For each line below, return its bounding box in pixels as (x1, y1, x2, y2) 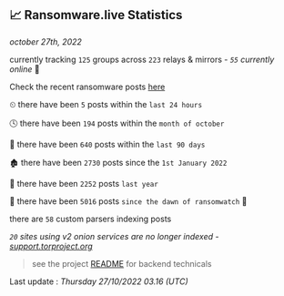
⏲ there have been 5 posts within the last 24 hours (9, 98, 203, 109)
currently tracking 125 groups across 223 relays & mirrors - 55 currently (9, 54, 275, 65)
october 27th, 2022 (9, 36, 82, 47)
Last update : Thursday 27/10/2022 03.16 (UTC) (9, 276, 188, 287)
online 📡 (9, 63, 40, 75)
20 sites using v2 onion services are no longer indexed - (9, 230, 219, 241)
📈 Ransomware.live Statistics (9, 7, 183, 23)
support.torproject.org (9, 240, 93, 251)
